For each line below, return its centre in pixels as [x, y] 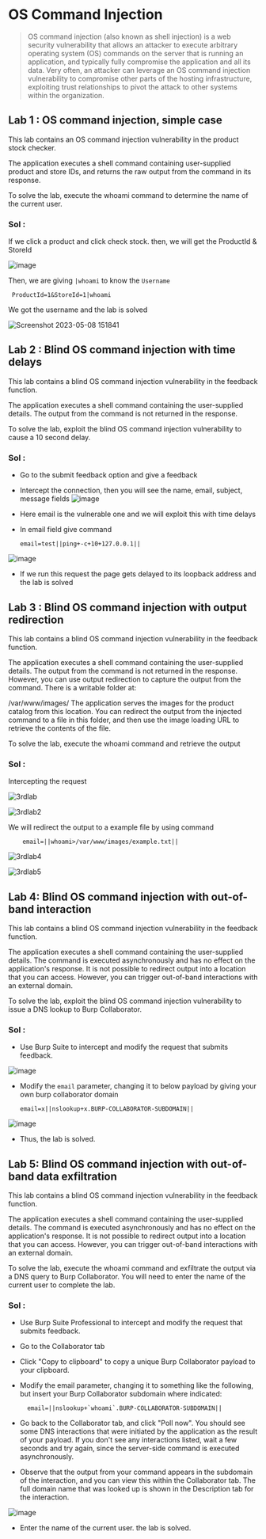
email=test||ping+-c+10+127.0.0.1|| [80, 544]
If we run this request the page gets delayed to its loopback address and [138, 574]
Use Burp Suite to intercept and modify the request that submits [123, 1047]
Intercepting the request [47, 781]
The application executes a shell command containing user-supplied [120, 163]
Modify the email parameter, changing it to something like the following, [137, 1385]
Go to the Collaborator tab [62, 1347]
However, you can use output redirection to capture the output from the [125, 679]
